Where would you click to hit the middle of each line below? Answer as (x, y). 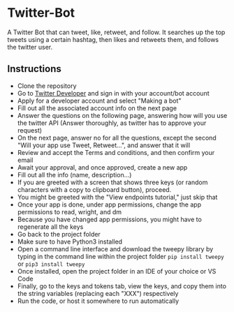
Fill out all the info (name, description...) (74, 174)
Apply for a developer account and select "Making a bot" (99, 101)
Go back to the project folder (59, 234)
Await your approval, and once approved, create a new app (102, 167)
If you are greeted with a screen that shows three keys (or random (112, 182)
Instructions (34, 69)
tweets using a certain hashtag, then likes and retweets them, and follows (113, 39)
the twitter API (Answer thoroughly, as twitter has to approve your (112, 123)
